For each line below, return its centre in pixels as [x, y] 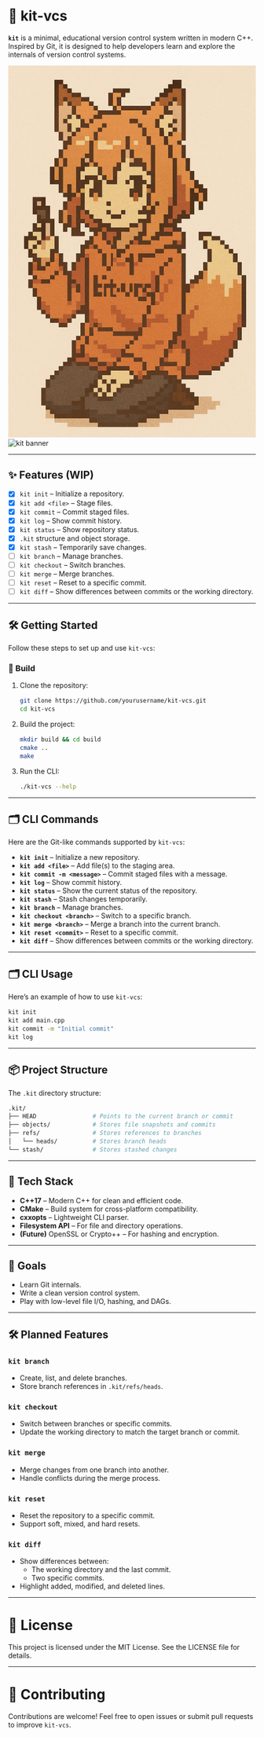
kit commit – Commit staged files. [74, 512]
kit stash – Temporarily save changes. [83, 547]
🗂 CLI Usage [40, 974]
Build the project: [47, 724]
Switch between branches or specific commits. [96, 1424]
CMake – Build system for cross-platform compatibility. [109, 1209]
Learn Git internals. [50, 1285]
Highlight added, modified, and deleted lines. [92, 1586]
